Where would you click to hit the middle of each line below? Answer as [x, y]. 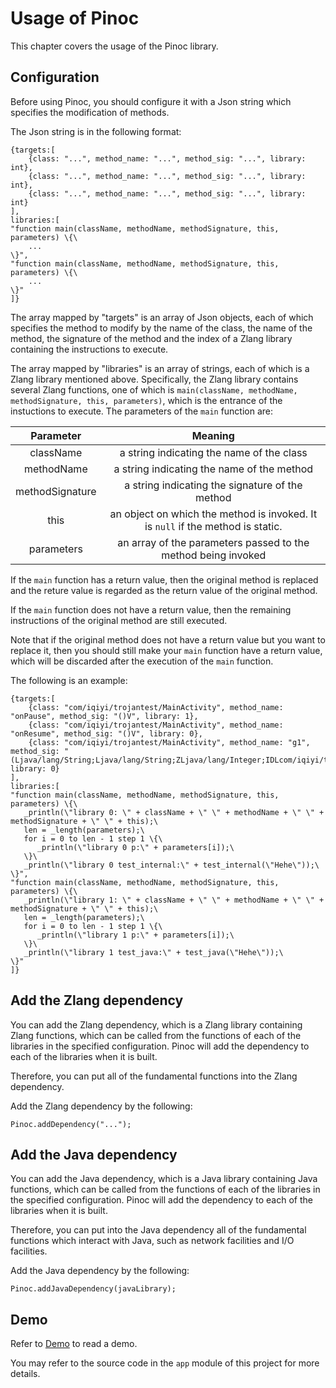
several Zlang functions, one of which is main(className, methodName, [154, 389]
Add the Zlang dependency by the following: [101, 1106]
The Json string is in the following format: [96, 131]
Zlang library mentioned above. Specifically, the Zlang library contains [154, 379]
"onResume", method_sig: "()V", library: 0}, [106, 733]
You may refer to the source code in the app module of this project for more [165, 1363]
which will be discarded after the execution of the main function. [142, 661]
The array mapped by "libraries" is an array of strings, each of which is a [160, 368]
